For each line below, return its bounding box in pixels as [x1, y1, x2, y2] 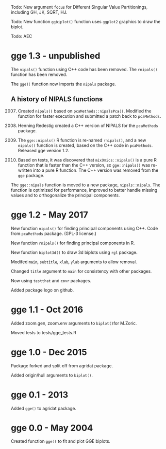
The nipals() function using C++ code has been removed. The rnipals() [11, 66, 158, 72]
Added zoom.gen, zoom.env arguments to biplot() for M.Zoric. [11, 320, 137, 326]
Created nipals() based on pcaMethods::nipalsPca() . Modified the [17, 108, 151, 114]
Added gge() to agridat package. [11, 405, 77, 411]
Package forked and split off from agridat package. [11, 362, 113, 369]
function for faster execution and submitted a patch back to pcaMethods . [17, 113, 161, 119]
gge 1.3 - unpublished [11, 51, 100, 61]
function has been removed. [11, 72, 67, 77]
